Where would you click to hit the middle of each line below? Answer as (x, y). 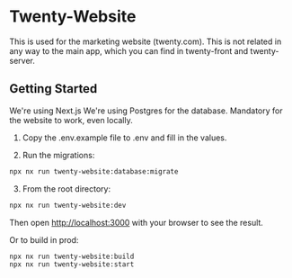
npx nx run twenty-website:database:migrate (94, 171)
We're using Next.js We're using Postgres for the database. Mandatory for (146, 111)
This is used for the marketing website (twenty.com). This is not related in (146, 41)
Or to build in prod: (44, 239)
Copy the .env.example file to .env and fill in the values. (124, 138)
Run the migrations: (58, 155)
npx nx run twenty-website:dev (68, 205)
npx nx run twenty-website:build (72, 256)
